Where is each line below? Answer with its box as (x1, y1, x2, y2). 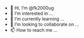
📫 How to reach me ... (10, 27, 58, 33)
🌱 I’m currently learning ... (10, 16, 65, 22)
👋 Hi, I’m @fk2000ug (10, 5, 54, 11)
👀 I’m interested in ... (10, 10, 53, 16)
